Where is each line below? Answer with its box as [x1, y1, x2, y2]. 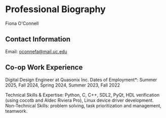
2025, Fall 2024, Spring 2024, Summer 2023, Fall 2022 [5, 82, 120, 88]
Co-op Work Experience [5, 63, 83, 72]
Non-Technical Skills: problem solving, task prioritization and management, [5, 102, 162, 108]
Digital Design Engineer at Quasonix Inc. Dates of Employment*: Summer [5, 76, 157, 83]
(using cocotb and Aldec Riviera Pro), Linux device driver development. [5, 97, 154, 103]
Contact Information [5, 35, 71, 44]
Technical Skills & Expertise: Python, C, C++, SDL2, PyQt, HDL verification [5, 92, 160, 98]
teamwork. [5, 108, 28, 114]
